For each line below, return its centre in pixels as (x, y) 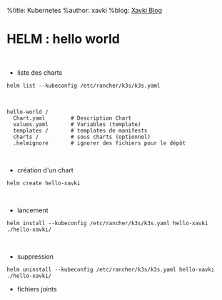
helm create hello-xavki (44, 183)
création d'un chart (45, 170)
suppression (35, 257)
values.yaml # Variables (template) (77, 124)
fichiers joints (37, 289)
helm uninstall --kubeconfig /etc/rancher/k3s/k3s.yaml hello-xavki (111, 269)
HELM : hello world (64, 39)
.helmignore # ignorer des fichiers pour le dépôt (100, 143)
